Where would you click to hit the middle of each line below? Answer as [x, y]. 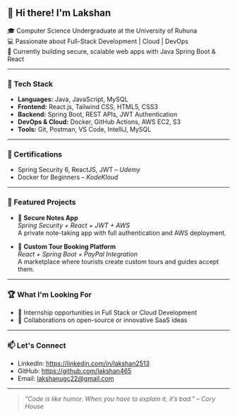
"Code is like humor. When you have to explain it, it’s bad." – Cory [120, 399]
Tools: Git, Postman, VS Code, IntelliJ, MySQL [84, 130]
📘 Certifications [35, 154]
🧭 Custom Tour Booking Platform [67, 246]
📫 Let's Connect [37, 345]
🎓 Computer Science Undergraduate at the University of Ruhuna [102, 30]
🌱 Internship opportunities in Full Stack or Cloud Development [107, 313]
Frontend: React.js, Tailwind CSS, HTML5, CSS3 [88, 107]
